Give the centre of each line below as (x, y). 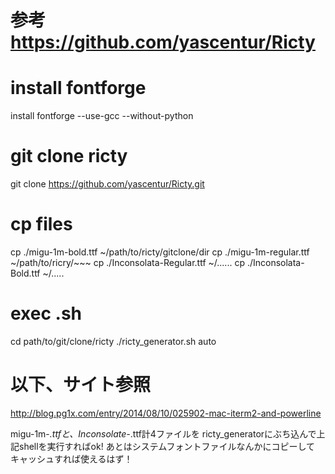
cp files (41, 224)
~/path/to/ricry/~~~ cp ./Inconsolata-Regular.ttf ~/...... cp (127, 262)
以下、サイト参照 (81, 385)
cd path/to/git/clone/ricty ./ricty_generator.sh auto (113, 341)
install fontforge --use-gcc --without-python (102, 116)
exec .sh (46, 313)
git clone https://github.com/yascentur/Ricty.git (107, 184)
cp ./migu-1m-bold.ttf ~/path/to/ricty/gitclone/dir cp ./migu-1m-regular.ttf (160, 252)
